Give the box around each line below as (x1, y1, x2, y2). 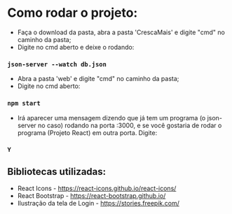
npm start (7, 99, 41, 108)
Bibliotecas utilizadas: (7, 166, 107, 178)
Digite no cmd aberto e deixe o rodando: (17, 43, 135, 51)
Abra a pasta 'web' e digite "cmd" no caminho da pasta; (17, 75, 179, 83)
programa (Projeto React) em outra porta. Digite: (17, 128, 158, 137)
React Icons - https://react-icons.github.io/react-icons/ (17, 184, 177, 193)
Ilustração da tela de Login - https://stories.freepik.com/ (17, 199, 180, 208)
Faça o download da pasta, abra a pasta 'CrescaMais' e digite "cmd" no (17, 28, 226, 36)
